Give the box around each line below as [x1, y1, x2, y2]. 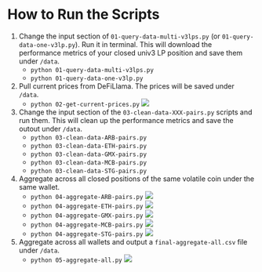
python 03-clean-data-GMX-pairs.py [30, 151, 147, 158]
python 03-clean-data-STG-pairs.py [30, 167, 147, 175]
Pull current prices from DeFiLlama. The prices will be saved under [18, 81, 235, 91]
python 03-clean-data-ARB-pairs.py [30, 133, 147, 142]
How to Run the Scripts [7, 5, 160, 24]
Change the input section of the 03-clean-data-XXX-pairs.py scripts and [18, 107, 253, 117]
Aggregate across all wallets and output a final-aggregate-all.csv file [18, 237, 248, 246]
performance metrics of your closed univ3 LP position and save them [18, 48, 243, 57]
